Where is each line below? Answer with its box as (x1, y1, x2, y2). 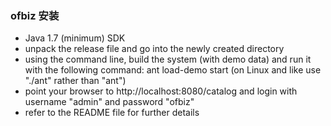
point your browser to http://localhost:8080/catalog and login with (24, 85, 298, 97)
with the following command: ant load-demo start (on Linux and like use (24, 64, 322, 76)
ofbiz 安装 (10, 8, 60, 22)
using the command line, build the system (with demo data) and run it (24, 53, 312, 66)
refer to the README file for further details (24, 107, 200, 119)
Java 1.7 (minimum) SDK (24, 32, 126, 44)
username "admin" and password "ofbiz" (24, 96, 195, 108)
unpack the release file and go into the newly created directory (24, 43, 285, 55)
